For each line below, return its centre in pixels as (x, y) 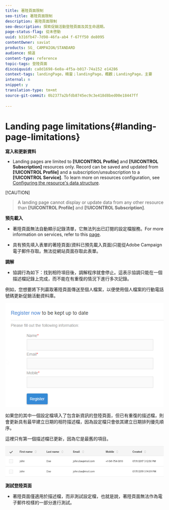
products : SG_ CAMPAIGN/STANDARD (40, 48)
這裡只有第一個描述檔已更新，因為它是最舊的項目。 (58, 439)
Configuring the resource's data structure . (56, 183)
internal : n (18, 80)
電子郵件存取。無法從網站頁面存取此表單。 (57, 251)
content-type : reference (31, 58)
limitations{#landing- (111, 126)
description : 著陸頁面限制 (31, 21)
